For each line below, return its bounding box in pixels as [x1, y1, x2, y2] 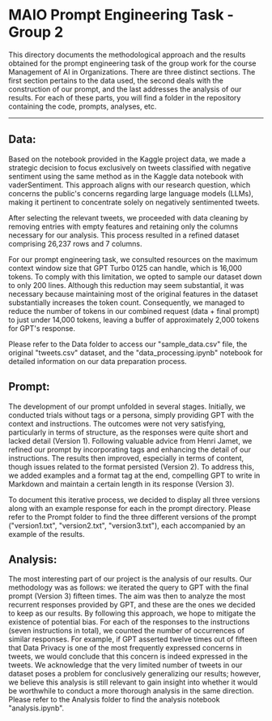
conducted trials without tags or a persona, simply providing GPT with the [8, 410, 254, 419]
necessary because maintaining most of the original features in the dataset [8, 289, 258, 298]
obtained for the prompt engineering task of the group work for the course [8, 58, 257, 68]
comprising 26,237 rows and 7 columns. [8, 238, 142, 248]
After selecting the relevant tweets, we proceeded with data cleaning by [8, 212, 249, 222]
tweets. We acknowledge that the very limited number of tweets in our [8, 660, 243, 670]
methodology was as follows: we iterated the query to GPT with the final [8, 582, 249, 593]
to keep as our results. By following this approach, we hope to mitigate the [8, 608, 257, 618]
